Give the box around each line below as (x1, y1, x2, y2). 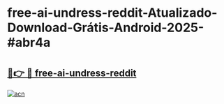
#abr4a (7, 35, 51, 50)
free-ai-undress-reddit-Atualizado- (7, 5, 218, 21)
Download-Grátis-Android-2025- (7, 20, 204, 36)
